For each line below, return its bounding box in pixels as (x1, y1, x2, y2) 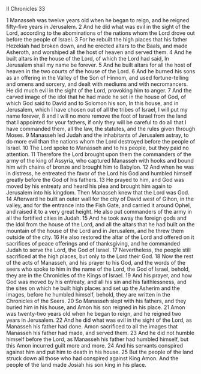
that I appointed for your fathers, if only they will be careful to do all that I (6, 119, 187, 125)
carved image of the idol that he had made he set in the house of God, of (6, 93, 187, 100)
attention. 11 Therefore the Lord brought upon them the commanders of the (6, 151, 192, 158)
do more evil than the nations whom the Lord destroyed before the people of (6, 138, 196, 145)
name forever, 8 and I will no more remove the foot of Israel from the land (6, 112, 187, 119)
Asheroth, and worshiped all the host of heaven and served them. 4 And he (6, 49, 192, 56)
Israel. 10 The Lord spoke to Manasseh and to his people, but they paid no (6, 144, 189, 151)
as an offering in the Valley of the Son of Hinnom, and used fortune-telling (6, 74, 189, 81)
